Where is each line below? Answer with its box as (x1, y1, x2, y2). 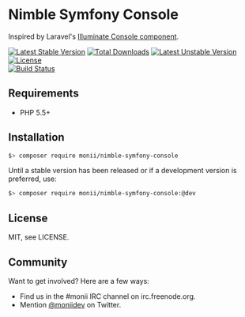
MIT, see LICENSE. (8, 232, 70, 242)
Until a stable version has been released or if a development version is (8, 166, 237, 175)
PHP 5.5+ (19, 108, 51, 117)
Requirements (8, 87, 79, 100)
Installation (8, 130, 65, 144)
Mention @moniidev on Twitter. (19, 300, 122, 309)
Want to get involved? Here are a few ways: (8, 276, 150, 285)
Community (8, 255, 68, 269)
